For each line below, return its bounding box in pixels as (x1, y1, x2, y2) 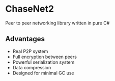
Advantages (5, 35, 45, 43)
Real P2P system (12, 48, 48, 54)
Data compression (12, 64, 51, 70)
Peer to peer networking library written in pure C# (5, 20, 110, 26)
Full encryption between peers (12, 53, 77, 60)
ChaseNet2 (5, 3, 54, 15)
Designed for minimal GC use (12, 70, 74, 76)
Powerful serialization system (12, 59, 75, 65)
